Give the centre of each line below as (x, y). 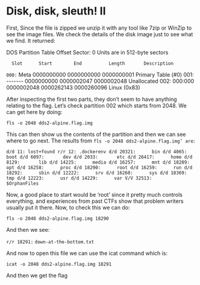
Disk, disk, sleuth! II (56, 11)
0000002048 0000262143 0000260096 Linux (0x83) (73, 87)
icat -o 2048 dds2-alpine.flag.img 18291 (59, 264)
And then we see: (28, 229)
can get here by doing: (34, 112)
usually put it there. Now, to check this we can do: (68, 207)
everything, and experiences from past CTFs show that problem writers (95, 201)
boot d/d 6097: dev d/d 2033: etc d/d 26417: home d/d (99, 157)
